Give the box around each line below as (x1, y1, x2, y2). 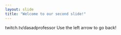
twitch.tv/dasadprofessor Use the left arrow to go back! (5, 24, 117, 30)
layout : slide (5, 7, 34, 12)
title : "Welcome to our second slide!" (5, 12, 86, 16)
